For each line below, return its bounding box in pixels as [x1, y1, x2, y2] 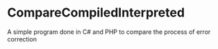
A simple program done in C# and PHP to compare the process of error [7, 28, 211, 36]
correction [7, 35, 37, 43]
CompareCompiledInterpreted [7, 5, 185, 21]
